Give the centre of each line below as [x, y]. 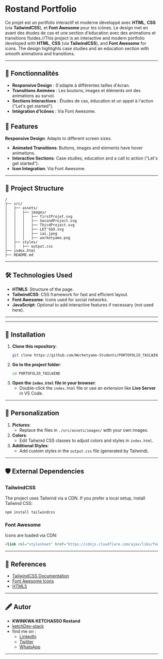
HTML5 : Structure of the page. [43, 289]
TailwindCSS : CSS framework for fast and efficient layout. [70, 295]
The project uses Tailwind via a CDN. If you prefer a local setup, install [75, 498]
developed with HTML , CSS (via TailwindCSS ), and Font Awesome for [76, 43]
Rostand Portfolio [41, 9]
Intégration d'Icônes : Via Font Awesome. [54, 111]
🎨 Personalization [32, 413]
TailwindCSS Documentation [41, 576]
